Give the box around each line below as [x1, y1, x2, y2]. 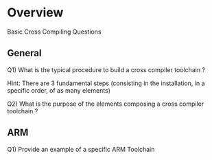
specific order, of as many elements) [7, 86, 111, 94]
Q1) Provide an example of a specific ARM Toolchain [7, 145, 155, 153]
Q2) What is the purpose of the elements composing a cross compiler [7, 100, 204, 108]
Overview [7, 5, 64, 21]
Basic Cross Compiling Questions [7, 27, 102, 36]
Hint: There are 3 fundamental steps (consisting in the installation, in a [7, 79, 205, 87]
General [7, 47, 43, 59]
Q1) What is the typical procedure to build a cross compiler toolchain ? [7, 65, 206, 73]
